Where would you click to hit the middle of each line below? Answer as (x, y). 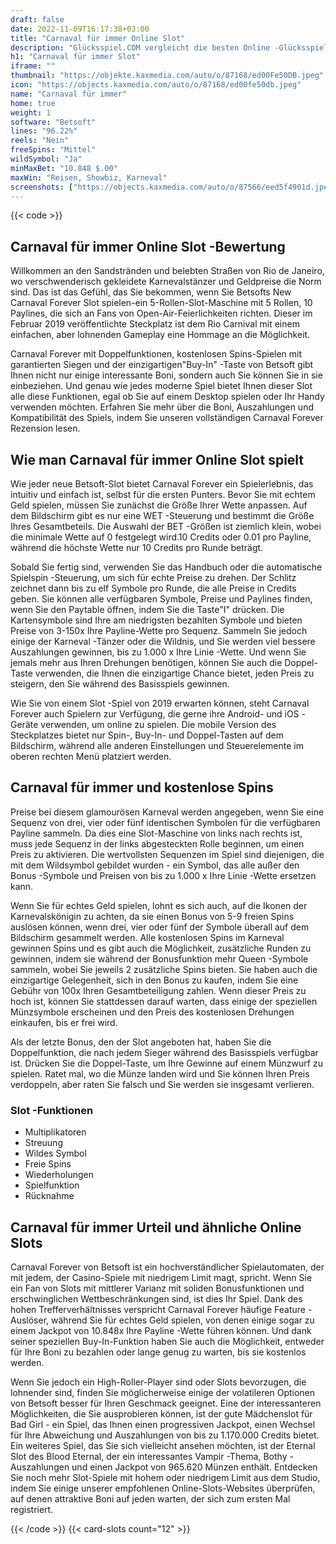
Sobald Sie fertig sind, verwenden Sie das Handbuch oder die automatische (166, 567)
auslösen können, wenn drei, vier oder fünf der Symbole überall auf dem (160, 927)
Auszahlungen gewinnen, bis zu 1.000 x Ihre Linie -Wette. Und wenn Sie (158, 652)
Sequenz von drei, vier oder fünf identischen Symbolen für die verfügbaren (165, 822)
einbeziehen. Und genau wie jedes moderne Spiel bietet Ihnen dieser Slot (161, 386)
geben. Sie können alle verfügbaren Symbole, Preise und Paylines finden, (161, 599)
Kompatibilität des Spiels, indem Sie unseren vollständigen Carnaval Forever (167, 418)
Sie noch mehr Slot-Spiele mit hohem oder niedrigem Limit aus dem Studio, (165, 1477)
